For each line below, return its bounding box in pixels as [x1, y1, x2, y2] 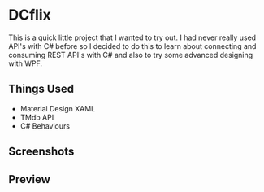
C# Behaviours [19, 120, 71, 131]
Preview [8, 172, 51, 186]
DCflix [8, 6, 51, 24]
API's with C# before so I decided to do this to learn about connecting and [8, 41, 257, 50]
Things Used [8, 82, 75, 96]
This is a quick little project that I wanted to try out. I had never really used [8, 33, 257, 42]
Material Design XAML [19, 103, 96, 113]
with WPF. [8, 59, 43, 68]
